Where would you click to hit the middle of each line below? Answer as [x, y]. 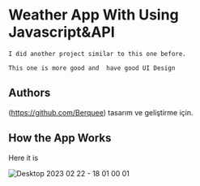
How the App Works [60, 138]
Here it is [23, 158]
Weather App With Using [94, 15]
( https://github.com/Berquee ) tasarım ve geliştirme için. [101, 112]
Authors [30, 93]
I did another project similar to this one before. [97, 54]
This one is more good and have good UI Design [92, 68]
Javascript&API [62, 32]
